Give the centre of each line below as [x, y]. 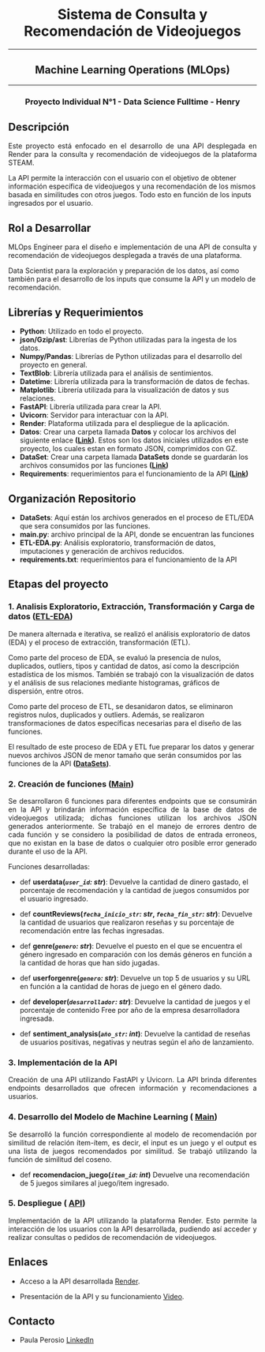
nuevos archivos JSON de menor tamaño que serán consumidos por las [125, 755]
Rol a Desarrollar [50, 228]
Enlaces [28, 1262]
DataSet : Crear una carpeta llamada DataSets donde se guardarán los [134, 457]
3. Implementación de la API [63, 1063]
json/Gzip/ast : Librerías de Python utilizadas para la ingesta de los [128, 340]
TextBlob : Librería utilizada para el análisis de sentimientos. [116, 373]
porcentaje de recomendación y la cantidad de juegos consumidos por [134, 890]
